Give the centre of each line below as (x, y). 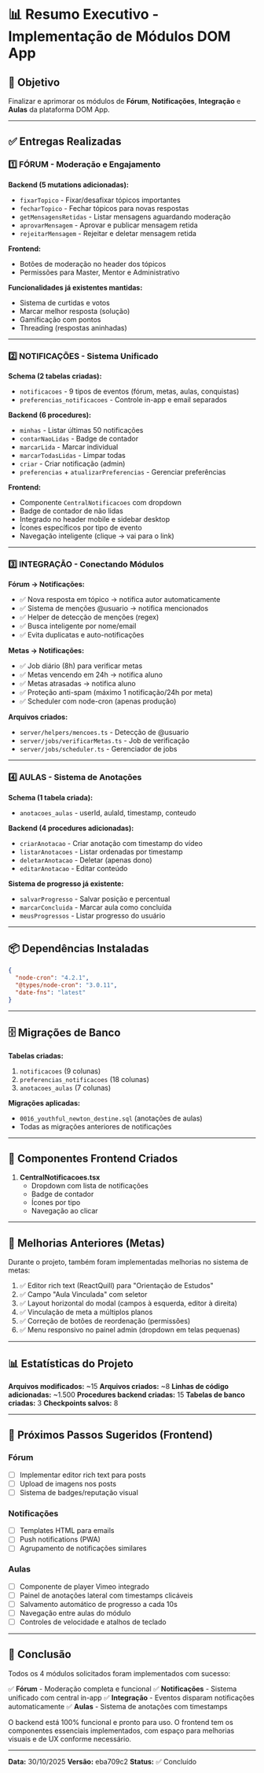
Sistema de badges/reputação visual (79, 1492)
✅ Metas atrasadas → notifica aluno (77, 684)
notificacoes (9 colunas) (60, 1071)
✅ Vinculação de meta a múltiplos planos (86, 1312)
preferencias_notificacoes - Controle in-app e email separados (123, 399)
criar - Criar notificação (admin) (72, 464)
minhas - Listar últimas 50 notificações (81, 430)
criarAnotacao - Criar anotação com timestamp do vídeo (111, 843)
